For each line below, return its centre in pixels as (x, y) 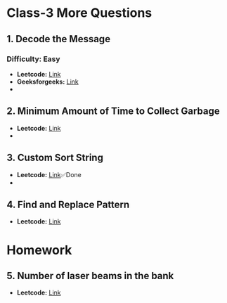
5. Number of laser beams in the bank (90, 276)
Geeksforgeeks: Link (47, 82)
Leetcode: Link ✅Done (49, 174)
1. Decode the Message (58, 39)
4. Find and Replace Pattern (68, 204)
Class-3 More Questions (79, 13)
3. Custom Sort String (55, 158)
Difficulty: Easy (33, 59)
